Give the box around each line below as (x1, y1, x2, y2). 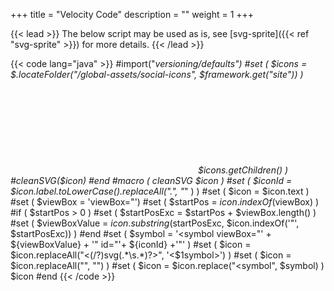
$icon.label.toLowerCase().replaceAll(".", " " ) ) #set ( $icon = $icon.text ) (10, 185, 310, 197)
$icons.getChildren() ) (198, 164, 289, 176)
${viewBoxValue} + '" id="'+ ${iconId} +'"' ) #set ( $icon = (10, 239, 252, 250)
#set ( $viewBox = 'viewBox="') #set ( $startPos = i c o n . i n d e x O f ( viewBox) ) (10, 196, 320, 208)
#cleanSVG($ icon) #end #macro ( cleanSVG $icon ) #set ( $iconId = (10, 175, 293, 186)
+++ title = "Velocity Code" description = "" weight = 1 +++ (10, 9, 255, 20)
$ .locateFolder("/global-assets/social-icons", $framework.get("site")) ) (10, 69, 304, 80)
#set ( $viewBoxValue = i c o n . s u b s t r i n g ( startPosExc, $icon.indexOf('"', (10, 217, 300, 229)
